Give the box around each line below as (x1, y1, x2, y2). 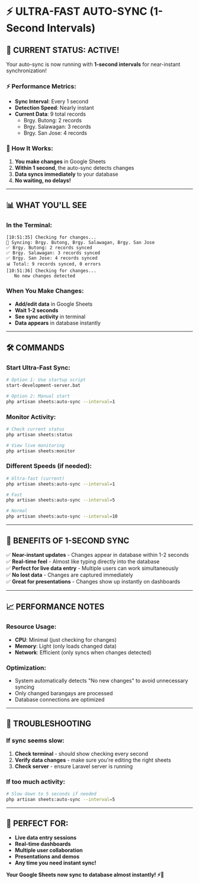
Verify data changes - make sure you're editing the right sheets (14, 756, 172, 763)
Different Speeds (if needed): (6, 462, 92, 470)
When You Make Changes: (6, 287, 84, 295)
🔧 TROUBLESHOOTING (6, 719, 92, 729)
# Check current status (6, 426, 65, 432)
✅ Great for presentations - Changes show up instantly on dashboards (6, 578, 181, 585)
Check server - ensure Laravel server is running (14, 762, 133, 769)
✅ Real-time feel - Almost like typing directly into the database (6, 557, 160, 565)
